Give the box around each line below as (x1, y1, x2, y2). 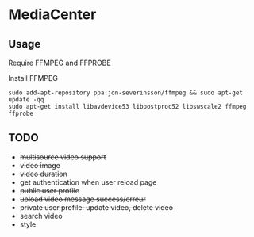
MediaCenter (8, 6, 97, 24)
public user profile (19, 185, 80, 195)
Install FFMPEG (8, 74, 58, 82)
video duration (19, 169, 67, 178)
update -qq (8, 96, 44, 104)
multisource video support (19, 152, 106, 162)
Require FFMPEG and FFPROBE (8, 58, 111, 67)
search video (19, 211, 63, 220)
